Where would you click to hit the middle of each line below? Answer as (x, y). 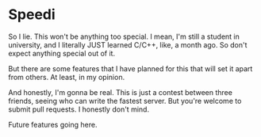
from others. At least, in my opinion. (67, 77)
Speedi (32, 15)
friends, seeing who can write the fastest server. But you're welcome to (125, 101)
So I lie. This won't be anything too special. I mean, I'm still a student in (124, 36)
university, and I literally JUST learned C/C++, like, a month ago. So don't (128, 44)
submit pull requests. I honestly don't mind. (79, 109)
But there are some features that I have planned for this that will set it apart (130, 68)
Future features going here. (53, 124)
